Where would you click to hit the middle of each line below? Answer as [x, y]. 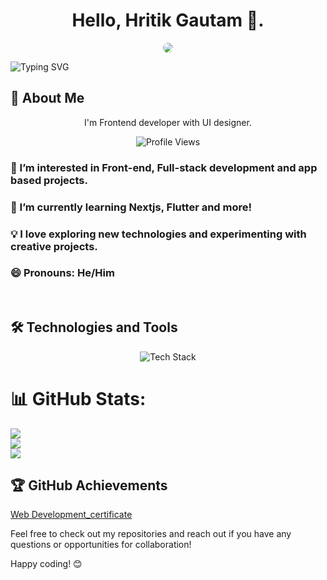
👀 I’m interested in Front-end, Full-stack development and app [164, 167]
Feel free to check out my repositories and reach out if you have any [151, 534]
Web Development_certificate [71, 515]
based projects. [49, 180]
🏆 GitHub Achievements [89, 485]
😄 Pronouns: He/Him [62, 273]
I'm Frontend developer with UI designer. [168, 122]
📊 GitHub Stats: [78, 398]
